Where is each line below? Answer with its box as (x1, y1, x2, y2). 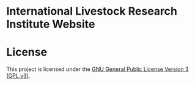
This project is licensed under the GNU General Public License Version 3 (6, 65, 189, 73)
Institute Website (6, 17, 95, 31)
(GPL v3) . (6, 72, 31, 79)
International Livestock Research (6, 4, 177, 18)
